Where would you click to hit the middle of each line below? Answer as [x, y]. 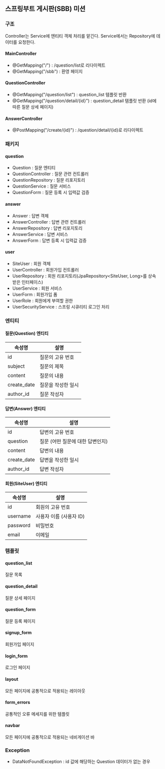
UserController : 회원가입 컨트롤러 [46, 269]
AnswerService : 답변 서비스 [40, 234]
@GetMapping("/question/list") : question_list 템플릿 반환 [69, 95]
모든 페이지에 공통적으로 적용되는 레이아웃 [45, 691]
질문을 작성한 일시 [59, 385]
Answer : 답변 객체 [31, 216]
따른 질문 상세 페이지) [33, 107]
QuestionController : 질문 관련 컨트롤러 [50, 174]
